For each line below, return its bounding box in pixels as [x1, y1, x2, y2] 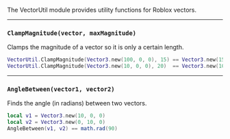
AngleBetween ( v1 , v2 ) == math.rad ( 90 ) [7, 125, 118, 132]
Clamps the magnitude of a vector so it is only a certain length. [7, 43, 184, 51]
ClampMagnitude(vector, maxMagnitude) [7, 29, 137, 37]
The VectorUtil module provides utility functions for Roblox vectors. [7, 6, 197, 14]
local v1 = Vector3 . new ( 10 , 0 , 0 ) [7, 112, 106, 119]
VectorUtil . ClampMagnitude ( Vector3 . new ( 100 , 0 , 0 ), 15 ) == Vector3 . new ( [7, 56, 219, 64]
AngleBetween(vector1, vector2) [7, 85, 115, 93]
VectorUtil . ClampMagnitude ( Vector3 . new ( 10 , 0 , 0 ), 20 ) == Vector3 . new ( [7, 63, 219, 70]
